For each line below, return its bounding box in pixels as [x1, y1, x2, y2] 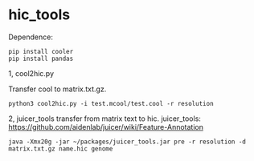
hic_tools [8, 6, 71, 24]
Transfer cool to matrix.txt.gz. [8, 84, 107, 94]
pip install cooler [8, 47, 74, 55]
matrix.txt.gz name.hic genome [8, 144, 113, 153]
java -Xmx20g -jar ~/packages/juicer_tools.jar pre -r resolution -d [8, 138, 247, 146]
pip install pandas [8, 54, 74, 62]
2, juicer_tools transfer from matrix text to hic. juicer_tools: [8, 114, 201, 123]
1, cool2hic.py [8, 68, 55, 78]
